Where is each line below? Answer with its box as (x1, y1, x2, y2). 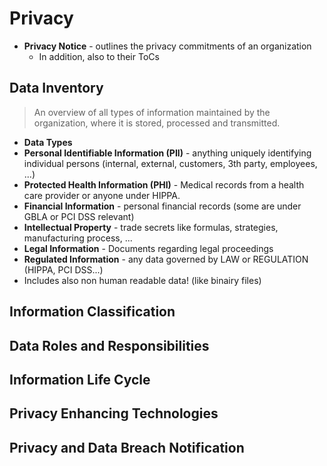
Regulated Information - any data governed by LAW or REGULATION (23, 253, 309, 265)
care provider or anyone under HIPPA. (23, 189, 181, 201)
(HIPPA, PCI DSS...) (23, 263, 104, 276)
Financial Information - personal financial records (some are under (23, 200, 302, 212)
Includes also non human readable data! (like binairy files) (23, 274, 262, 286)
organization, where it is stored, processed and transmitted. (33, 117, 281, 129)
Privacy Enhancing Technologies (9, 405, 219, 422)
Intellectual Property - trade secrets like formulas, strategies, (23, 221, 279, 233)
